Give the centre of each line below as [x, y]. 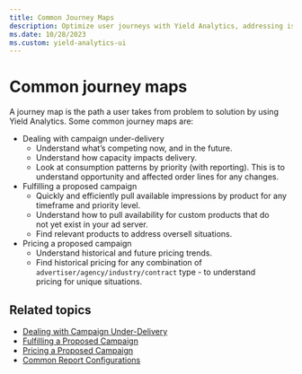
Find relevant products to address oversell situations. [134, 234]
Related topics [50, 310]
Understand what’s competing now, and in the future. [134, 148]
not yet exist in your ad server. [92, 224]
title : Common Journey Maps [62, 17]
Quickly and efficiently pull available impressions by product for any [161, 196]
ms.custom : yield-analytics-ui [68, 43]
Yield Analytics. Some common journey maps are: [102, 121]
